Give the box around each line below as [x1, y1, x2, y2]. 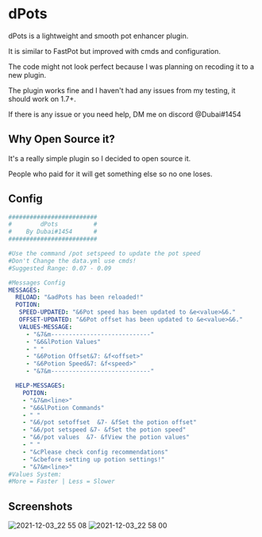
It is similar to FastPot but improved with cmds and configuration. [8, 46, 221, 56]
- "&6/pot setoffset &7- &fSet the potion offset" [22, 419, 197, 427]
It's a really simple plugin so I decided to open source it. [8, 153, 191, 163]
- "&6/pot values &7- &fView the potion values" [22, 434, 191, 442]
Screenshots [8, 500, 73, 513]
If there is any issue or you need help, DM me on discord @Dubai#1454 [8, 109, 242, 119]
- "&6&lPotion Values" [25, 338, 102, 346]
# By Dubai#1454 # [8, 228, 98, 236]
